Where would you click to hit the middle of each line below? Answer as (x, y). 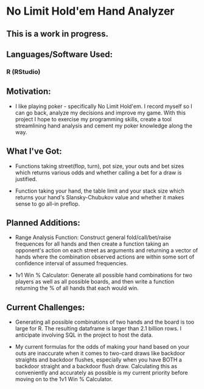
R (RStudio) (23, 71)
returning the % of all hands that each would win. (77, 288)
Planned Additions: (43, 223)
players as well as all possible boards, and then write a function (95, 282)
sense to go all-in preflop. (47, 204)
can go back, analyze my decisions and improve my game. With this (100, 112)
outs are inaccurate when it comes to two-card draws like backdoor (100, 353)
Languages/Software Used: (60, 54)
